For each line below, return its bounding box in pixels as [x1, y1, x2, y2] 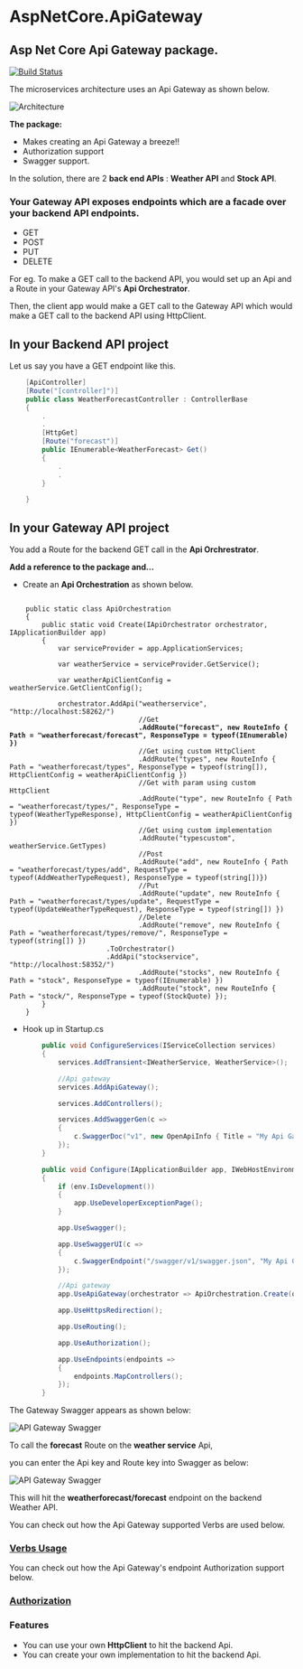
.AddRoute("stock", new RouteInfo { [138, 984, 277, 993]
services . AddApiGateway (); [57, 1083, 160, 1092]
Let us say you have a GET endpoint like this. [9, 361, 176, 371]
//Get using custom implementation [138, 826, 272, 835]
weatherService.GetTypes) [9, 842, 106, 851]
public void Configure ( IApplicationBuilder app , [41, 1165, 228, 1174]
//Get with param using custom [138, 779, 256, 788]
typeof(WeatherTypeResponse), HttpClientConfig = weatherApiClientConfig [9, 811, 293, 820]
